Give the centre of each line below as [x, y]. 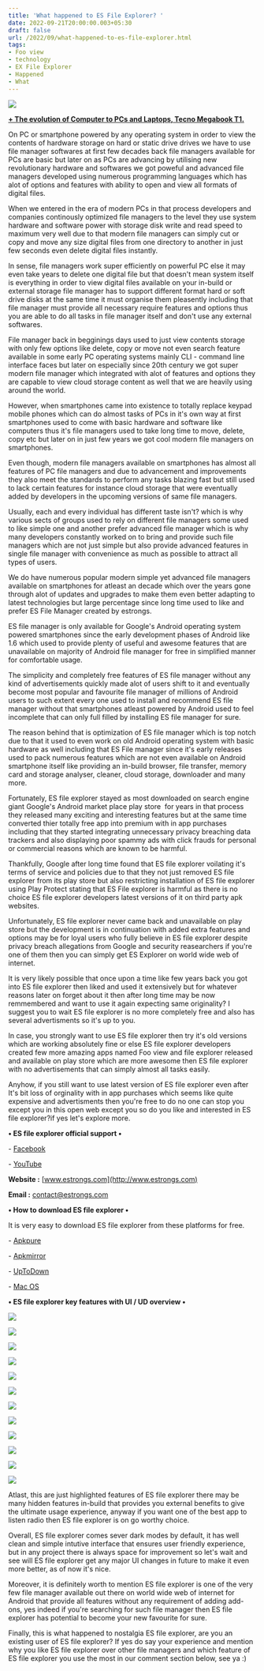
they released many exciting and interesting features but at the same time [127, 815]
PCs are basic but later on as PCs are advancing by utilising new [113, 160]
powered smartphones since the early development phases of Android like [129, 634]
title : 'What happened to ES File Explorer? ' [86, 15]
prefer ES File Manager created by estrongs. [80, 611]
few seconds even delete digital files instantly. [83, 250]
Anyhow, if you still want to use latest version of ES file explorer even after [128, 1084]
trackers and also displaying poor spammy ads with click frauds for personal [132, 840]
